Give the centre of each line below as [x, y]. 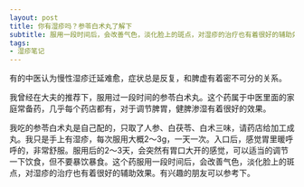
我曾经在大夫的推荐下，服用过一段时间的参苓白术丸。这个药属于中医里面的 [148, 98]
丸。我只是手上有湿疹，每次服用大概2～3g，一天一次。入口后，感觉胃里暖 [147, 139]
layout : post [34, 18]
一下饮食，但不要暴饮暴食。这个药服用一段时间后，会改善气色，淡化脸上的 [148, 162]
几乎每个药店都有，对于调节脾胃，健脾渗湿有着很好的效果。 [160, 108]
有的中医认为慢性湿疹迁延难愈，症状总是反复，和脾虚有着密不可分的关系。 [148, 79]
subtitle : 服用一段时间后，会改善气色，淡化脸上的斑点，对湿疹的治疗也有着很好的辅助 [151, 34]
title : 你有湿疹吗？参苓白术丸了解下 [71, 26]
